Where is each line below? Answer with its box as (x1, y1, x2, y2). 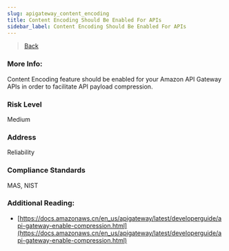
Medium (7, 115, 31, 123)
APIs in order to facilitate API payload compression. (7, 82, 153, 91)
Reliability (7, 148, 35, 156)
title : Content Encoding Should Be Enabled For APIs (7, 17, 162, 24)
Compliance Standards (7, 165, 86, 175)
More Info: (7, 59, 43, 69)
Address (7, 132, 37, 142)
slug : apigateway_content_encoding (7, 10, 110, 17)
